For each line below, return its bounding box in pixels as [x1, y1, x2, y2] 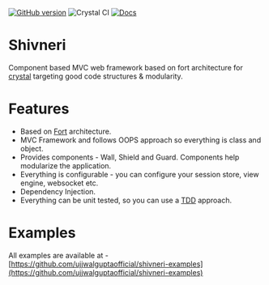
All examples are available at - [8, 250, 109, 260]
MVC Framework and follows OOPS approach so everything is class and [19, 134, 262, 145]
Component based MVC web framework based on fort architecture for [8, 62, 243, 72]
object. [19, 143, 44, 153]
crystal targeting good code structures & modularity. [8, 71, 184, 81]
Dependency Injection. [19, 186, 96, 196]
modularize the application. [19, 160, 112, 170]
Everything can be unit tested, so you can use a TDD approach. [19, 195, 233, 205]
